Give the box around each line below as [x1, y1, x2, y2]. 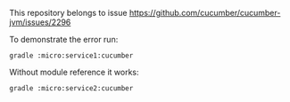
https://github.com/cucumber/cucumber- [128, 8, 281, 18]
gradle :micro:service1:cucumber [9, 51, 134, 60]
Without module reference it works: [9, 67, 140, 77]
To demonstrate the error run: [9, 35, 119, 44]
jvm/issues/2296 [9, 17, 71, 27]
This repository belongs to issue [9, 8, 128, 18]
